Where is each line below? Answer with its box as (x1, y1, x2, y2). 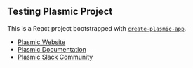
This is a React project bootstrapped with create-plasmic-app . (7, 24, 187, 32)
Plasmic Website (17, 38, 66, 46)
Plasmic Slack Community (17, 53, 93, 61)
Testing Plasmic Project (7, 6, 113, 18)
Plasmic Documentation (17, 45, 86, 53)
